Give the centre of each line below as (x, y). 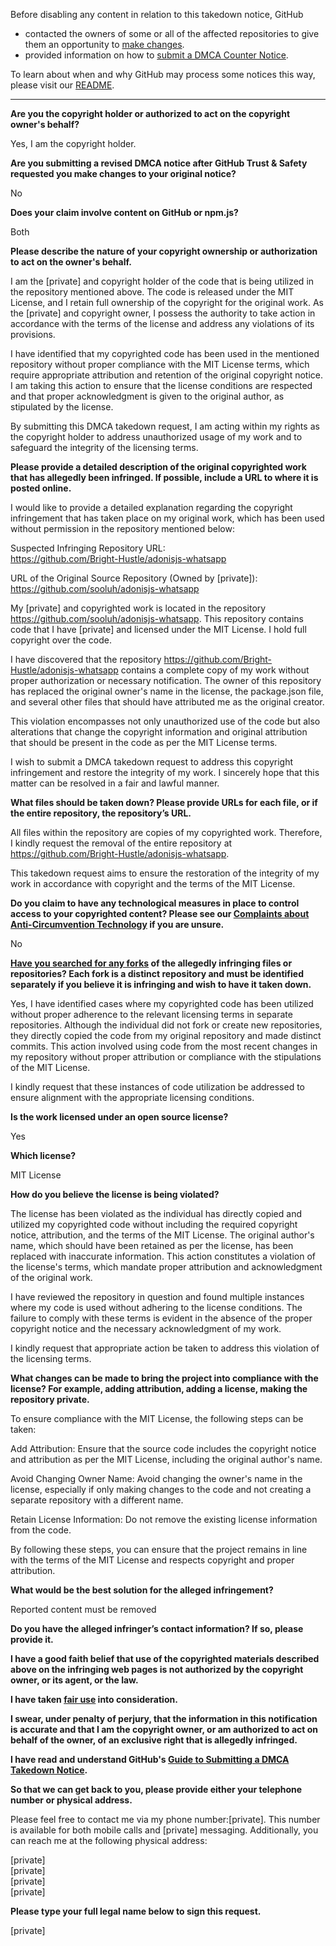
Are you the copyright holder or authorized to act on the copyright (150, 113)
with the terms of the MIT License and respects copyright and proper (152, 1560)
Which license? (43, 1155)
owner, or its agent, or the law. (74, 1680)
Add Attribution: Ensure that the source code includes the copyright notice (163, 1448)
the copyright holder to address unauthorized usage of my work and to (156, 437)
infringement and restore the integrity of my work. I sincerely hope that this (165, 772)
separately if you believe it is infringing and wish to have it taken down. (161, 984)
